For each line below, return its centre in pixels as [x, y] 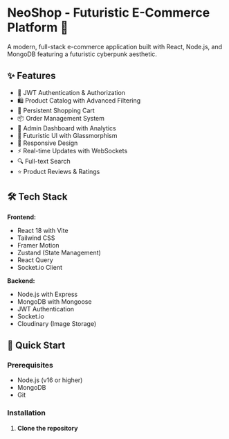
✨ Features [31, 76]
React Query [35, 260]
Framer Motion [38, 245]
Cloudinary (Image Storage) [57, 323]
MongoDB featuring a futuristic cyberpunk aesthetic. [82, 54]
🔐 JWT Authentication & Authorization [71, 92]
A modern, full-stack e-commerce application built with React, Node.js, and [115, 46]
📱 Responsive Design [47, 143]
